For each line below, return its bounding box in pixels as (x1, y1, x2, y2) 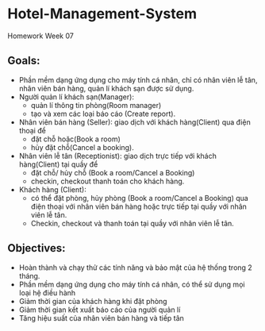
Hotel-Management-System (7, 5, 198, 23)
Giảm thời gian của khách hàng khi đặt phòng (18, 296, 167, 306)
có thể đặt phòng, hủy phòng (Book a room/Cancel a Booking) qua (30, 193, 249, 202)
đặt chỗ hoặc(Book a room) (30, 134, 121, 144)
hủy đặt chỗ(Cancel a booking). (30, 142, 134, 152)
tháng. (18, 271, 40, 280)
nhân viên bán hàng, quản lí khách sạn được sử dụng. (18, 83, 194, 93)
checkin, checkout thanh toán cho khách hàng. (30, 176, 185, 186)
